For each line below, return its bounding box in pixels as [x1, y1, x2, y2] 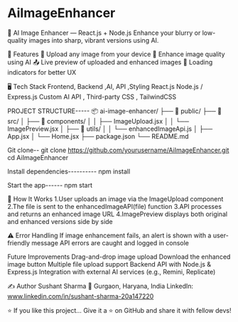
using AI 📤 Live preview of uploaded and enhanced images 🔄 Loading [7, 58, 213, 66]
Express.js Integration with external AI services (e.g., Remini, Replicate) [7, 267, 216, 276]
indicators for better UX [7, 68, 77, 76]
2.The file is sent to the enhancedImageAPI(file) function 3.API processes [7, 202, 222, 210]
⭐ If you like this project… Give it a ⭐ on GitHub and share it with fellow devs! [7, 306, 232, 314]
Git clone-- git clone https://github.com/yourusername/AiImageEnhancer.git [7, 146, 229, 154]
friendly [7, 238, 31, 247]
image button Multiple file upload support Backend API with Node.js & [7, 259, 212, 268]
